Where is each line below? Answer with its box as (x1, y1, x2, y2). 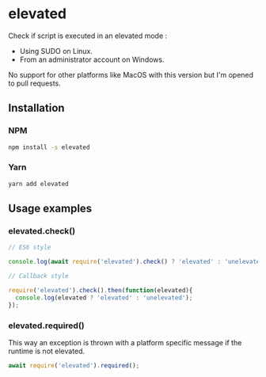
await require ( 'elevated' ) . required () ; (8, 361, 140, 369)
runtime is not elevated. (8, 346, 85, 356)
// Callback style (8, 272, 69, 280)
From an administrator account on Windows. (19, 55, 165, 64)
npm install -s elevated (8, 143, 90, 151)
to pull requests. (8, 78, 61, 88)
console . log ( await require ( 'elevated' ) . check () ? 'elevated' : (8, 258, 222, 266)
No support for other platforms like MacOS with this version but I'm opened (8, 70, 254, 79)
